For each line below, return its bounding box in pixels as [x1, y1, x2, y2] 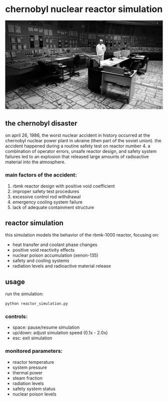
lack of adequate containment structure [12, 204, 94, 210]
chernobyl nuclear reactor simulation [5, 4, 163, 15]
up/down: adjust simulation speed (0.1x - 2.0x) [12, 330, 108, 336]
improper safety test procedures [12, 188, 79, 194]
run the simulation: [5, 291, 43, 297]
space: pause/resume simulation [12, 324, 80, 330]
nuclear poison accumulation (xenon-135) [12, 252, 98, 259]
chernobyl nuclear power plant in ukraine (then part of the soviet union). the [5, 138, 161, 144]
